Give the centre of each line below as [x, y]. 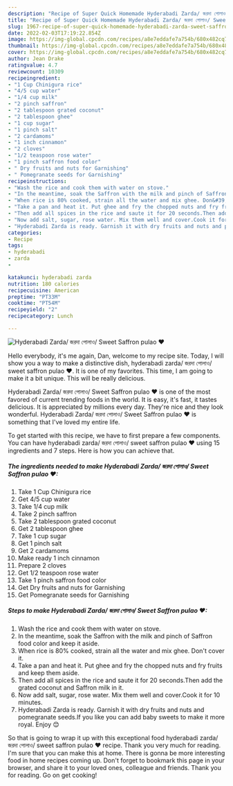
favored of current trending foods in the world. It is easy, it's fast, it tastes [112, 399]
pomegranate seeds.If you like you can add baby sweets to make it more [121, 717]
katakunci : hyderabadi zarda [50, 277]
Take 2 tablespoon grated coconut [67, 521]
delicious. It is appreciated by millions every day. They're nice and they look [116, 407]
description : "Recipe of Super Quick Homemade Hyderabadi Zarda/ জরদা [110, 14]
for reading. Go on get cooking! [53, 775]
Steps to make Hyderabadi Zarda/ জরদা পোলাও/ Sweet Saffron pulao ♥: [108, 611]
